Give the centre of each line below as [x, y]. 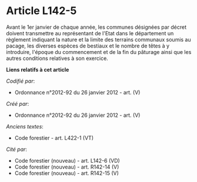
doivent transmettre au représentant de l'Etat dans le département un [90, 33]
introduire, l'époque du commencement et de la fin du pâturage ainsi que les [99, 52]
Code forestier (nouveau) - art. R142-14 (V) [67, 167]
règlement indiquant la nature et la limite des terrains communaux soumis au [98, 39]
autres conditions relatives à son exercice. [57, 58]
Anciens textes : [25, 126]
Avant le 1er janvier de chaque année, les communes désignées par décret [96, 27]
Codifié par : [21, 81]
